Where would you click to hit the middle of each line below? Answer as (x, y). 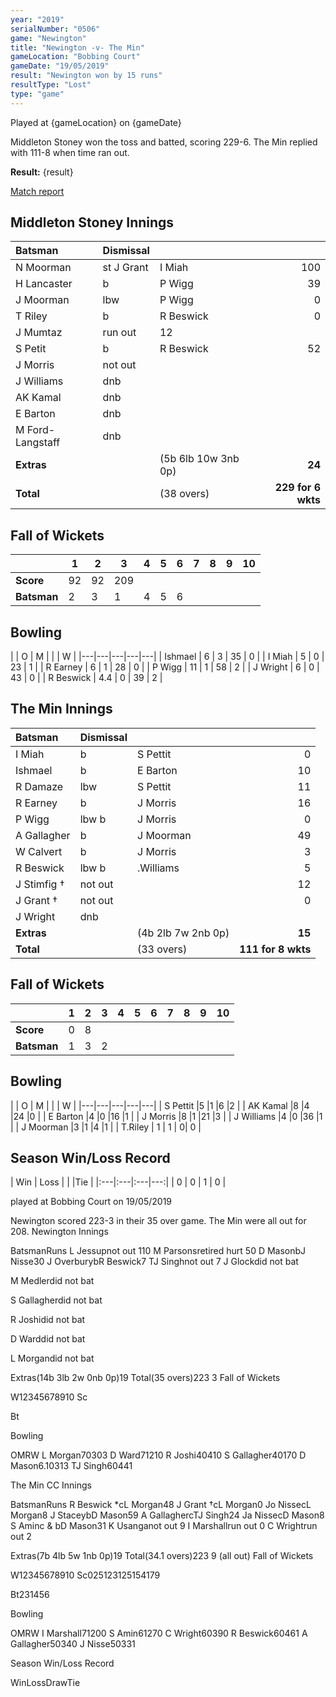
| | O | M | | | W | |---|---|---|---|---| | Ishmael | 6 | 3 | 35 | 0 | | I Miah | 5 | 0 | (167, 657)
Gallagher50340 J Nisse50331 (73, 1644)
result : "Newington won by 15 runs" (86, 76)
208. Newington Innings (59, 1232)
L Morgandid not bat (52, 1358)
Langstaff (38, 443)
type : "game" (37, 94)
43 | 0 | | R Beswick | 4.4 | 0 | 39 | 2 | (86, 678)
